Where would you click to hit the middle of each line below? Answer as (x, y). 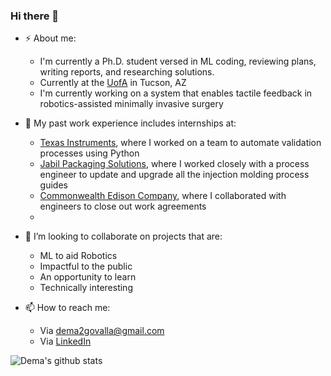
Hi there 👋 (35, 16)
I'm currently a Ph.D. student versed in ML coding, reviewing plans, (178, 61)
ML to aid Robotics (78, 256)
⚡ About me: (50, 38)
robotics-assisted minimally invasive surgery (131, 104)
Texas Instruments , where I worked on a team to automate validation (180, 143)
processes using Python (89, 153)
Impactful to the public (86, 266)
